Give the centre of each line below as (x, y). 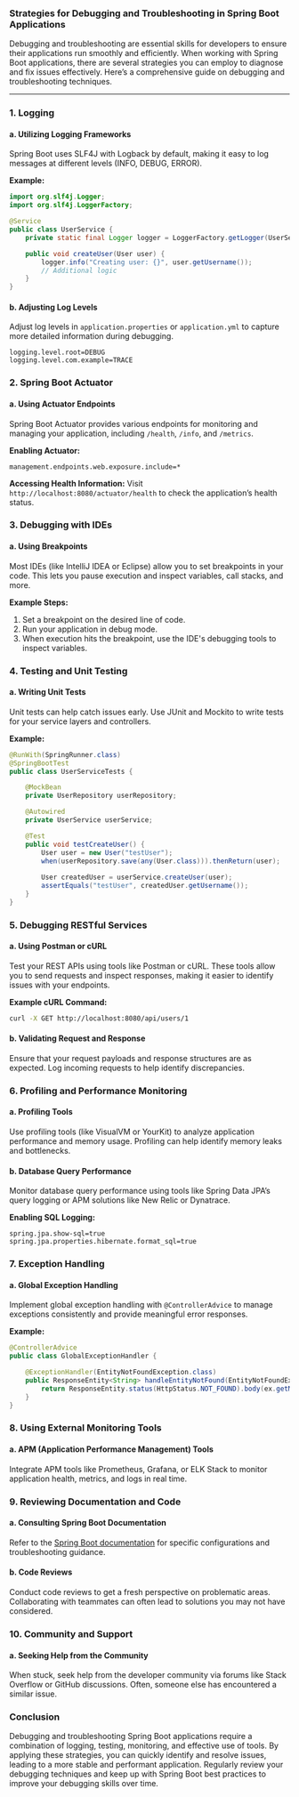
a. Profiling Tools (41, 1112)
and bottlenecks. (40, 1151)
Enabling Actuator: (44, 450)
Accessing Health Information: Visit (77, 483)
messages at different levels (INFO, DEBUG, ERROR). (106, 164)
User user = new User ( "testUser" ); (107, 852)
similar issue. (33, 1694)
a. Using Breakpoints (48, 546)
